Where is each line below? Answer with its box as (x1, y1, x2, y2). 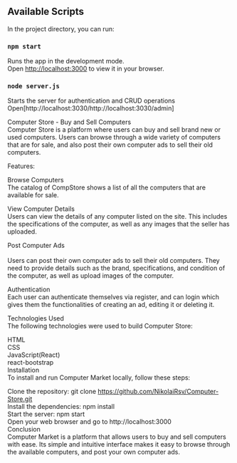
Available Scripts (7, 6, 84, 18)
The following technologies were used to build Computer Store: (7, 322, 194, 331)
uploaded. (7, 227, 37, 236)
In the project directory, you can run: (7, 24, 115, 33)
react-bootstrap (7, 358, 54, 367)
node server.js (7, 82, 60, 90)
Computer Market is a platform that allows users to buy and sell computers (7, 432, 226, 441)
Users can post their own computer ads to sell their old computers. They (7, 256, 220, 265)
